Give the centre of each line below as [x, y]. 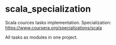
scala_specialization [48, 9]
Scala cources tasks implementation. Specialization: [58, 22]
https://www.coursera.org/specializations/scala [54, 27]
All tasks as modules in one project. [41, 37]
